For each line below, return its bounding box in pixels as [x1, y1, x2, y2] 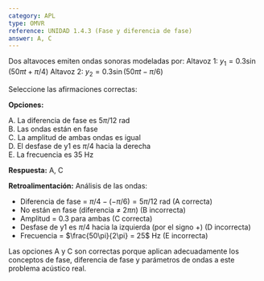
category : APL [8, 11, 56, 20]
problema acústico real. [8, 263, 87, 273]
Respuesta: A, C [8, 165, 64, 175]
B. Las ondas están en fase [8, 124, 98, 134]
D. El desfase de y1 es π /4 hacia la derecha [8, 141, 151, 151]
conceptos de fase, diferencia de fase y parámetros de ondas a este [8, 254, 235, 264]
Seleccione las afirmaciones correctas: [8, 84, 138, 93]
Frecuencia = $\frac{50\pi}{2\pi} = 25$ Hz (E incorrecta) [19, 230, 208, 240]
